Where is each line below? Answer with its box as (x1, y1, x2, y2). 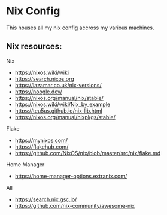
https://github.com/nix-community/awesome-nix (14, 202, 135, 209)
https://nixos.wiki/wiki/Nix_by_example (14, 101, 111, 108)
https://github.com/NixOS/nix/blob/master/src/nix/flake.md (14, 149, 160, 156)
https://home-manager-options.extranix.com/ (14, 172, 127, 180)
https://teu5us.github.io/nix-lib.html (14, 107, 103, 114)
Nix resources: (6, 41, 62, 52)
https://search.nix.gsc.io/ (14, 196, 77, 203)
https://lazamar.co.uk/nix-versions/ (14, 81, 102, 89)
